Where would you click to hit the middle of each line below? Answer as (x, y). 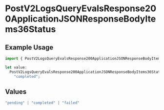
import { (14, 59)
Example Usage (29, 47)
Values (16, 92)
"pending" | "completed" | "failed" (42, 103)
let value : (16, 67)
